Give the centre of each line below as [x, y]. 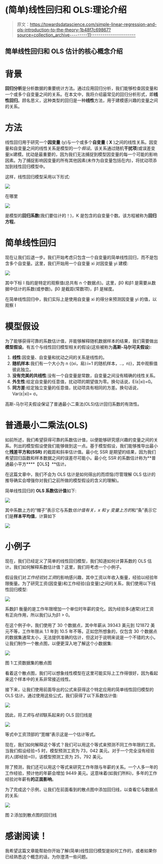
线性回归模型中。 [30, 167]
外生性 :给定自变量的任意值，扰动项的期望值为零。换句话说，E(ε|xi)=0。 [83, 382]
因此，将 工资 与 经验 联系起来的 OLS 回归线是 [49, 715]
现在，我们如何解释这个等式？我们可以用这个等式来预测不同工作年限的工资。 [81, 744]
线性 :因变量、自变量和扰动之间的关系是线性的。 [59, 357]
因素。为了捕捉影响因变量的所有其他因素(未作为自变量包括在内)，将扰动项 [79, 160]
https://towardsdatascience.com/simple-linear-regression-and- [93, 24]
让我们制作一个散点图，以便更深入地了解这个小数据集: [59, 643]
